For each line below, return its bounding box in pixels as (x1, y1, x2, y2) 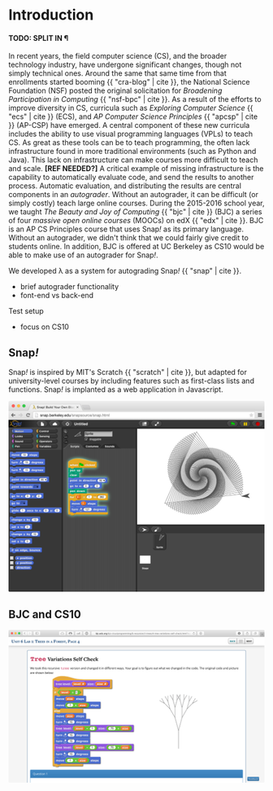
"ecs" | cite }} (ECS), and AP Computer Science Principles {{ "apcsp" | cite (8, 112, 258, 121)
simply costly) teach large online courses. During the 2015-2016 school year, (8, 198, 265, 209)
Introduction (8, 6, 94, 24)
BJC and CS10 (8, 608, 81, 622)
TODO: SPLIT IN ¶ (8, 33, 69, 42)
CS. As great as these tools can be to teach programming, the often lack (8, 138, 250, 147)
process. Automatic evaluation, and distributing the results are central (8, 181, 242, 191)
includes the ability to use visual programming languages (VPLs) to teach (8, 129, 253, 139)
